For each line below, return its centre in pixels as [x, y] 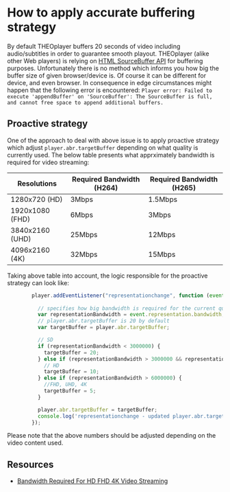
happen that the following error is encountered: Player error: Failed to [110, 90]
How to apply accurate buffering [101, 13]
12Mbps [162, 234]
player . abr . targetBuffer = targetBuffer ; [97, 410]
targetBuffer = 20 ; [71, 353]
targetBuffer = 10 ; [71, 372]
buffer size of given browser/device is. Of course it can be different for [107, 75]
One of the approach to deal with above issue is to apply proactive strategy [113, 140]
